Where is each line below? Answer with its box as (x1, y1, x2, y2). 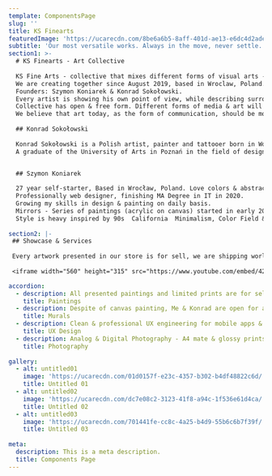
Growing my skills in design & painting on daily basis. (15, 199, 212, 208)
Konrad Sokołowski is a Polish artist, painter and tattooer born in (15, 139, 255, 148)
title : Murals (23, 312, 70, 320)
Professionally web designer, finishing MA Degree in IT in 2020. (15, 192, 244, 200)
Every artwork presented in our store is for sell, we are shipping (11, 252, 249, 260)
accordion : (8, 281, 45, 290)
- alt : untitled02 (15, 388, 79, 396)
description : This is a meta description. (15, 448, 161, 456)
